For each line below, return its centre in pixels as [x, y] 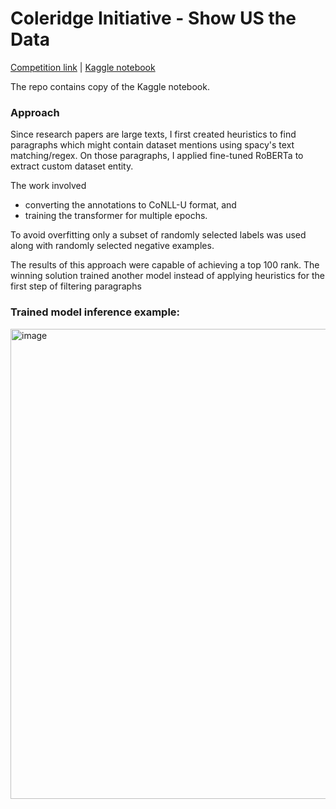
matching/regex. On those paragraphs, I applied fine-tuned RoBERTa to [157, 156]
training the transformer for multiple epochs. [116, 216]
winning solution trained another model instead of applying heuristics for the [167, 276]
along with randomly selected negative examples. [112, 246]
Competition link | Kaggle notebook [83, 67]
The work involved [48, 186]
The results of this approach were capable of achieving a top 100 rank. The [165, 265]
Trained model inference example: [95, 312]
